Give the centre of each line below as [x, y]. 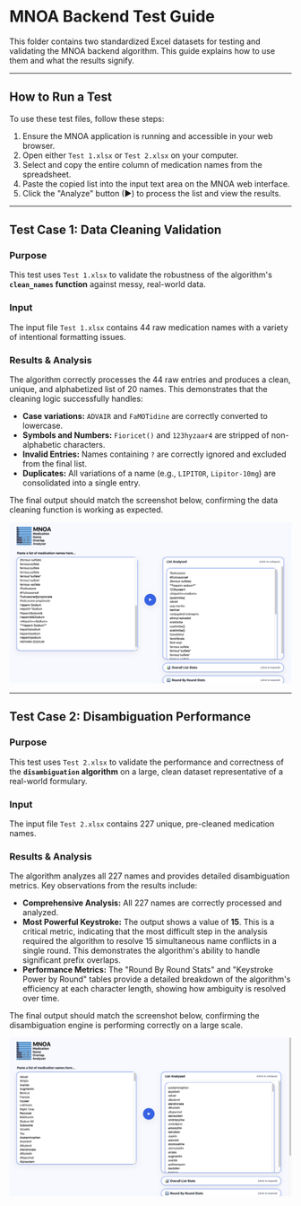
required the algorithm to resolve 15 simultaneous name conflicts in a [150, 941]
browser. [39, 145]
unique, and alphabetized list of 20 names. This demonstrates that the [138, 389]
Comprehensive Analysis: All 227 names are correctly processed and [152, 903]
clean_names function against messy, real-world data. [107, 284]
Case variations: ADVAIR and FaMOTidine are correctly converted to [145, 416]
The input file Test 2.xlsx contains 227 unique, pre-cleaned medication [142, 824]
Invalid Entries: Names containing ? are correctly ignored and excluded [154, 454]
